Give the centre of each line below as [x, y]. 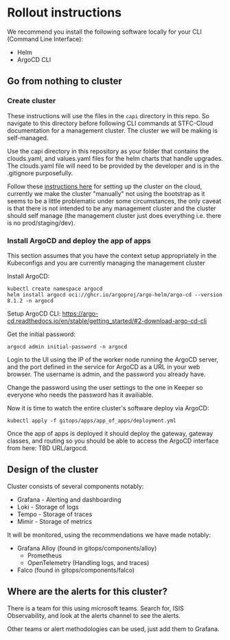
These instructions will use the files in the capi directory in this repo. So [108, 115]
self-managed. [28, 137]
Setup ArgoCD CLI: [34, 313]
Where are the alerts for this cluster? [88, 592]
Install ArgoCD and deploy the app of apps [79, 241]
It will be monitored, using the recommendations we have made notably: [109, 535]
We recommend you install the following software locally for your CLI [105, 32]
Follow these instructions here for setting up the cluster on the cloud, [105, 186]
